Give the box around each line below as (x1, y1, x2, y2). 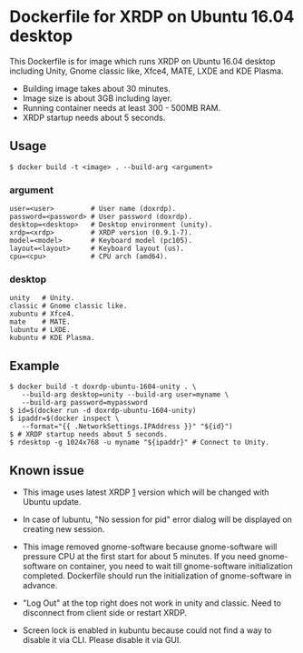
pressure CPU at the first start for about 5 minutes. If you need (22, 550, 257, 561)
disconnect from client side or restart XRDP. (22, 607, 188, 618)
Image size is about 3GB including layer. (22, 93, 172, 104)
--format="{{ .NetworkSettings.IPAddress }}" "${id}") (21, 422, 233, 431)
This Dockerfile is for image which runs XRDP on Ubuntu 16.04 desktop (9, 55, 276, 66)
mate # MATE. (9, 317, 71, 326)
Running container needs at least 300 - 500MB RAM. (22, 102, 221, 113)
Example (9, 357, 60, 374)
